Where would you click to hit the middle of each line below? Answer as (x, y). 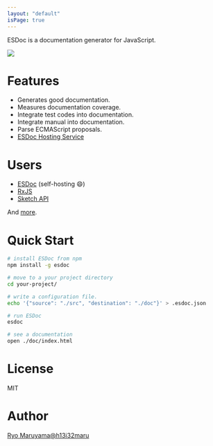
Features (33, 81)
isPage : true (26, 20)
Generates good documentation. (63, 100)
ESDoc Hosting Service (51, 137)
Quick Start (41, 240)
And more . (22, 212)
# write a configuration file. (52, 297)
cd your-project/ (32, 284)
